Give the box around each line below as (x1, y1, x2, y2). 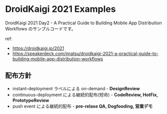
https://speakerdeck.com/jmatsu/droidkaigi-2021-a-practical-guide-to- (12, 51, 159, 57)
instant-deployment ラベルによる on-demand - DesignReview (12, 85, 140, 91)
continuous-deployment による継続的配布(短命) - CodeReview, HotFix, (12, 92, 159, 98)
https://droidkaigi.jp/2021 (12, 45, 64, 51)
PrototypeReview (12, 97, 49, 103)
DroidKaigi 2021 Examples (5, 3, 116, 15)
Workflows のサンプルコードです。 (5, 26, 76, 32)
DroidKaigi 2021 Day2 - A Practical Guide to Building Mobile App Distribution (5, 20, 162, 26)
